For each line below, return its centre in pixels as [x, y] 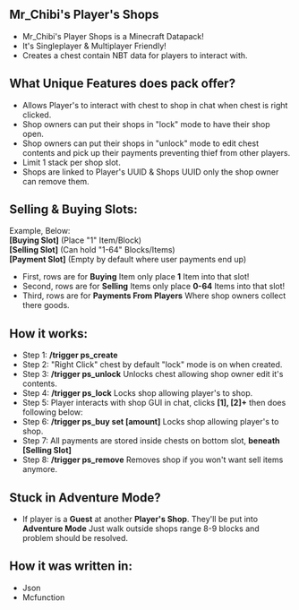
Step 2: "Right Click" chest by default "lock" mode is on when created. [152, 365]
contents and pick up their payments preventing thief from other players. [156, 152]
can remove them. [56, 181]
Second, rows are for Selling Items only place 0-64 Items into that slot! [154, 287]
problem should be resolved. [75, 538]
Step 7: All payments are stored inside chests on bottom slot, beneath [151, 441]
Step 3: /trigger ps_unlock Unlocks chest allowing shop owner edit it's [153, 374]
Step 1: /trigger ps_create [70, 355]
